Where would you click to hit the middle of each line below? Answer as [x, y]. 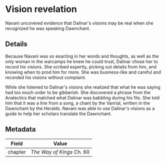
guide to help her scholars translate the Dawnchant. [58, 113]
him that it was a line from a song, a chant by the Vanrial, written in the [77, 103]
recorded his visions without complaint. [46, 77]
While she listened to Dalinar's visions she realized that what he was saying [83, 87]
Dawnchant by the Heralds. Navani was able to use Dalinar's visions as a [80, 108]
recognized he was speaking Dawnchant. [48, 28]
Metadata [20, 129]
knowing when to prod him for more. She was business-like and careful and [83, 72]
